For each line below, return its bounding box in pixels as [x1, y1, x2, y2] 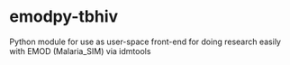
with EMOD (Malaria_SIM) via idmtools [9, 45, 151, 56]
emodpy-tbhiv [9, 6, 119, 27]
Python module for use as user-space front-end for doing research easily [9, 36, 282, 47]
